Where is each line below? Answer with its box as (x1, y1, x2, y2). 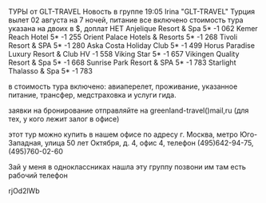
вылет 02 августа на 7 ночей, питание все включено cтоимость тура (8, 15, 244, 25)
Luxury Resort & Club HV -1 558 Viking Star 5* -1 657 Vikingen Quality (8, 50, 240, 58)
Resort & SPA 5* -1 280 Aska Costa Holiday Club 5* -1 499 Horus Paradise (8, 41, 256, 50)
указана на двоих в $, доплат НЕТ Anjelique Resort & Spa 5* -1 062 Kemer (8, 24, 258, 33)
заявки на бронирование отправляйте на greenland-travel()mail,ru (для (8, 105, 249, 115)
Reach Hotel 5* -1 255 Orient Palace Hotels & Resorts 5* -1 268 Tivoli (8, 32, 238, 42)
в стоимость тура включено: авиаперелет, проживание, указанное (8, 82, 238, 91)
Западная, (8, 138, 44, 147)
